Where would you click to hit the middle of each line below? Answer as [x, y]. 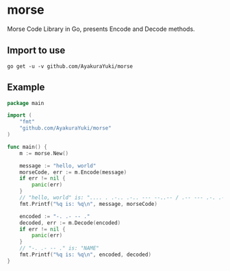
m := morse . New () [44, 153]
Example [26, 87]
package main [26, 103]
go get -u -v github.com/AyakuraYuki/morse [70, 66]
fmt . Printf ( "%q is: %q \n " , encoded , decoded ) [86, 255]
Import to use [36, 50]
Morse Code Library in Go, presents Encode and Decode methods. [101, 29]
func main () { [27, 147]
